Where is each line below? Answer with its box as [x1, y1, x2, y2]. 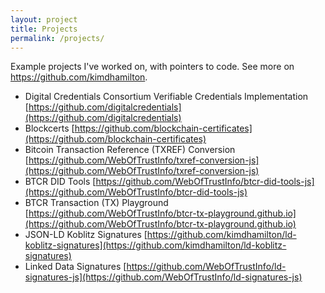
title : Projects [10, 24, 78, 34]
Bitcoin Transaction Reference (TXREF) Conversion [24, 144, 236, 156]
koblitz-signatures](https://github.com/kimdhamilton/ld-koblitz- [24, 239, 287, 251]
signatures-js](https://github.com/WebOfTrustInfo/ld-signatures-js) [24, 271, 303, 283]
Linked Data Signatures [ [24, 261, 127, 273]
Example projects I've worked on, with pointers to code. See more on [10, 61, 295, 73]
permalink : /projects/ [10, 33, 105, 43]
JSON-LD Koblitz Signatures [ [24, 229, 148, 241]
